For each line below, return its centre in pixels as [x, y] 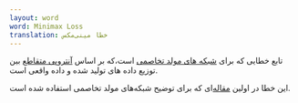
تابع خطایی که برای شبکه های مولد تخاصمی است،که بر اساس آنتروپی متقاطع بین [146, 61]
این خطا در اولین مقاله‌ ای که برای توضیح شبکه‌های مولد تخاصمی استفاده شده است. [150, 88]
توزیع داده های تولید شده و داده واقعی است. [84, 70]
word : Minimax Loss [46, 26]
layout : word [34, 18]
